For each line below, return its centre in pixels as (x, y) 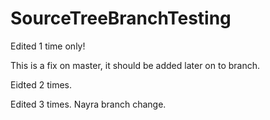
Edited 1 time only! (48, 46)
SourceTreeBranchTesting (121, 18)
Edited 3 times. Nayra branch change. (88, 104)
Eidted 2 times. (41, 84)
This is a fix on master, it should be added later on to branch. (135, 65)
